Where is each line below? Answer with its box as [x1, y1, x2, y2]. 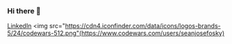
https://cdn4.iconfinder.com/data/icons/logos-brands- [65, 22, 221, 30]
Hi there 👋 [7, 6, 42, 16]
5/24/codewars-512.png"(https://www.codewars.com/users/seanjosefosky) [7, 29, 225, 37]
